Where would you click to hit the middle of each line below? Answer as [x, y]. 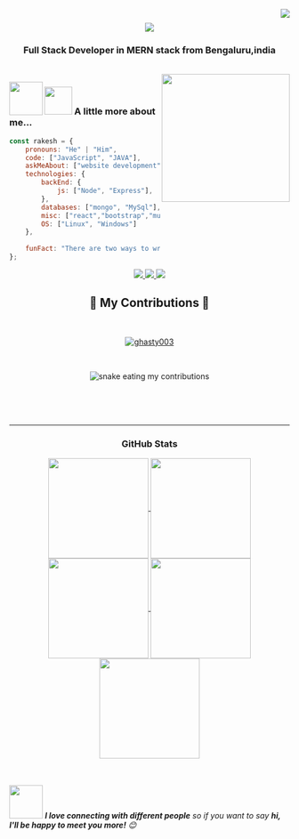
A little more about [115, 111]
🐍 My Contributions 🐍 [149, 303]
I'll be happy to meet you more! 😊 [73, 825]
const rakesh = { [41, 141]
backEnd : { [61, 182]
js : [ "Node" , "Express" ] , [105, 191]
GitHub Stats [149, 443]
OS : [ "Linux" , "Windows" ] [89, 224]
